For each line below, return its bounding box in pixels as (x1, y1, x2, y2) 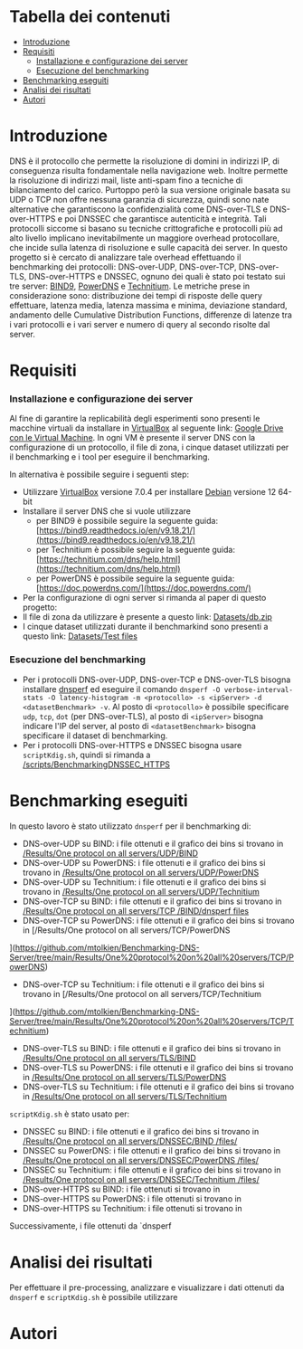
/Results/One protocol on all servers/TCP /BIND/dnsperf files (22, 905, 250, 916)
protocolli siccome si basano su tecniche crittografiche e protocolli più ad (9, 223, 283, 233)
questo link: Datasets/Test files (22, 631, 138, 641)
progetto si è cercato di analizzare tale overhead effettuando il (9, 252, 241, 262)
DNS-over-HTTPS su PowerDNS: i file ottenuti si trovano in (22, 1192, 242, 1204)
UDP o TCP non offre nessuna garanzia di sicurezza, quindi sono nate (9, 194, 270, 204)
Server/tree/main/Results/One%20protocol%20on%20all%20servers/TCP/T (9, 1015, 295, 1026)
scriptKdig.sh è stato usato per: (9, 1108, 130, 1119)
